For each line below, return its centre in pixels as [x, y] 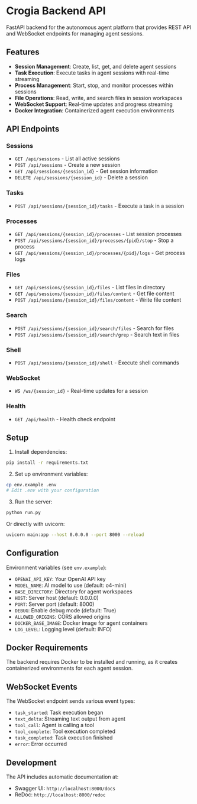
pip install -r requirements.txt [47, 463]
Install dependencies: [41, 452]
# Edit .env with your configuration [53, 490]
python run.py [24, 512]
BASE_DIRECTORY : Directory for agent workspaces [73, 591]
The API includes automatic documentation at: [62, 777]
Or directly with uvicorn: [35, 524]
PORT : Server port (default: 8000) [54, 604]
